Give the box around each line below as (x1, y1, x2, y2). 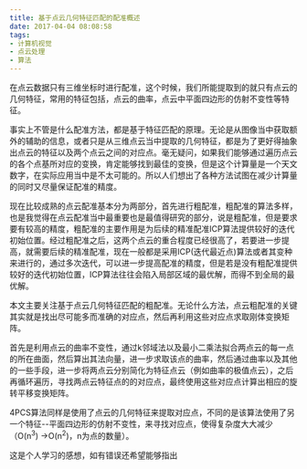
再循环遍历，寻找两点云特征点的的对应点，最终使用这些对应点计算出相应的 (9, 376, 290, 387)
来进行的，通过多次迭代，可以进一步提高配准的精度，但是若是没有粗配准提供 (9, 257, 298, 268)
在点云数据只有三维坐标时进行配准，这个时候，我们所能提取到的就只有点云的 (9, 82, 298, 92)
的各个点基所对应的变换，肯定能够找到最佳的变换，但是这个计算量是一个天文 (9, 159, 298, 169)
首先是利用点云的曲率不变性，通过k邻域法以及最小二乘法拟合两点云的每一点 (9, 342, 294, 352)
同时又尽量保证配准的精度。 (16, 182, 122, 192)
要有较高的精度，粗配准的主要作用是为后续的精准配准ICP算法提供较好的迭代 (9, 224, 295, 234)
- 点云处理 (9, 47, 46, 57)
